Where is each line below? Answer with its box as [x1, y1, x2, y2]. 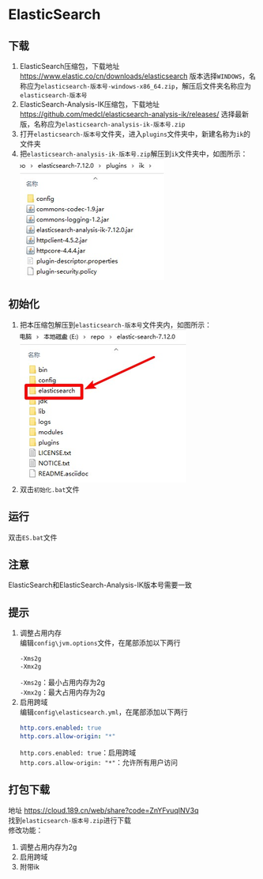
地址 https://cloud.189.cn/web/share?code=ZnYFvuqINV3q [8, 805, 199, 815]
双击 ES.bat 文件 [8, 532, 58, 542]
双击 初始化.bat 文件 [19, 484, 81, 494]
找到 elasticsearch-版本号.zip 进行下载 [8, 815, 132, 824]
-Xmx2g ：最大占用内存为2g [19, 688, 105, 697]
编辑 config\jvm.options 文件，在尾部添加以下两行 [19, 638, 181, 648]
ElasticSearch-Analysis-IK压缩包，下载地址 [19, 100, 160, 108]
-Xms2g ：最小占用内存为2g [19, 678, 105, 688]
